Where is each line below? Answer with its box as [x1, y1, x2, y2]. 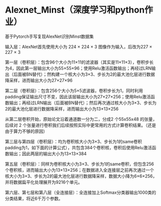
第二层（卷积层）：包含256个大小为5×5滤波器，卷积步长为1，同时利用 [5, 88, 144, 94]
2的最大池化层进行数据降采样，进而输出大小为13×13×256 [5, 106, 119, 111]
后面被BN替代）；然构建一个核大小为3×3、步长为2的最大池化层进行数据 [13, 71, 155, 77]
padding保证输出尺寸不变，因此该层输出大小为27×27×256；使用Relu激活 [5, 94, 151, 99]
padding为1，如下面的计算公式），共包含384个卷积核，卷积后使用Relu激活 [5, 144, 152, 150]
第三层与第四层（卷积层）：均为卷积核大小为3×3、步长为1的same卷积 [5, 139, 142, 144]
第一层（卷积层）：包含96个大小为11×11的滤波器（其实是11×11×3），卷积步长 [5, 59, 154, 65]
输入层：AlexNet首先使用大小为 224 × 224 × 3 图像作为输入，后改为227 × [5, 44, 152, 49]
